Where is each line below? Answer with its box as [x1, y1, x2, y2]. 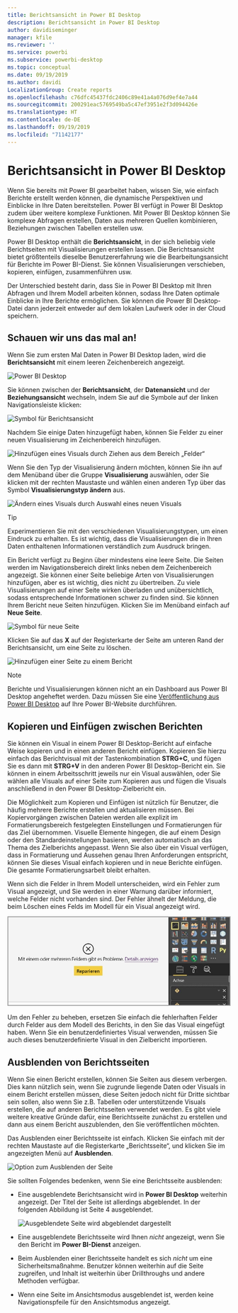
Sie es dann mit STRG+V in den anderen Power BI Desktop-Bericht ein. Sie [7, 762, 226, 771]
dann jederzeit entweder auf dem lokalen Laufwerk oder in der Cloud [23, 303, 226, 312]
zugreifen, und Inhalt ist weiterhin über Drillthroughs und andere [17, 1269, 205, 1278]
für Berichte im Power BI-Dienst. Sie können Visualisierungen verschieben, [7, 259, 225, 269]
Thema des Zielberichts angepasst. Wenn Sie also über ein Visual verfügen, [7, 844, 229, 852]
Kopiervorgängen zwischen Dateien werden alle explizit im [7, 813, 178, 822]
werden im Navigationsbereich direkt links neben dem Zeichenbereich [7, 564, 212, 572]
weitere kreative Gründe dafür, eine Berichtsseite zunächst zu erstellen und [7, 1113, 227, 1122]
